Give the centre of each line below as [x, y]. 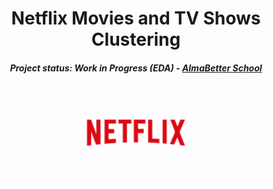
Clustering [136, 39]
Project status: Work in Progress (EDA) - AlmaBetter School [136, 68]
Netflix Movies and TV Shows [136, 18]
